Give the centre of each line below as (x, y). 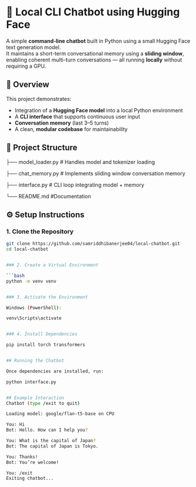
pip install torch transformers (46, 345)
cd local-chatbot (27, 249)
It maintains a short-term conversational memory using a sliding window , (95, 53)
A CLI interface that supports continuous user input (77, 116)
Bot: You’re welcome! (33, 462)
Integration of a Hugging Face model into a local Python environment (99, 110)
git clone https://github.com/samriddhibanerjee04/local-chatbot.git (93, 244)
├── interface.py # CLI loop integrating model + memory (75, 185)
